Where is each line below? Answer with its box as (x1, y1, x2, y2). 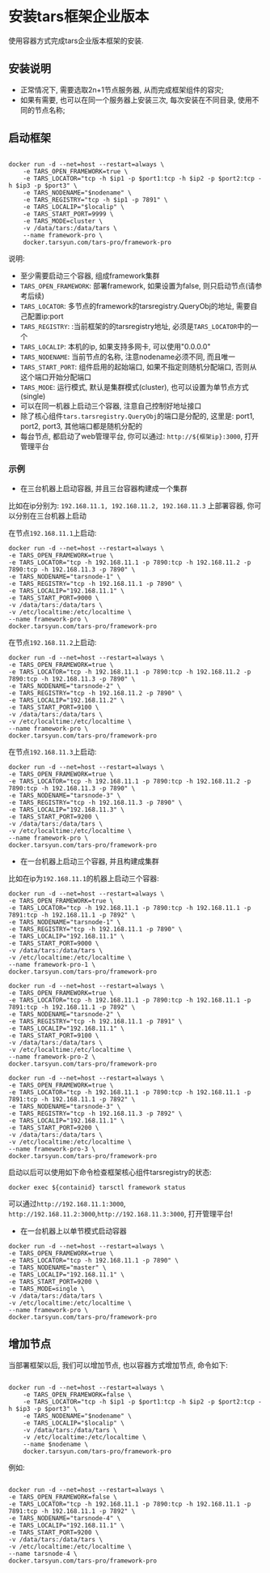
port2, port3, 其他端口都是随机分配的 (19, 421, 143, 430)
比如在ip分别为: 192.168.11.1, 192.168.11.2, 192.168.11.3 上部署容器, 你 (8, 500, 255, 511)
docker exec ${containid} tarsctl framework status (8, 1183, 186, 1191)
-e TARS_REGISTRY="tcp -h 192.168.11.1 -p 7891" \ (8, 1017, 183, 1025)
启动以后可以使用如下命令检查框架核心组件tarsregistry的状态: (8, 1167, 212, 1177)
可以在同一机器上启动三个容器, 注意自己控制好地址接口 (19, 400, 202, 410)
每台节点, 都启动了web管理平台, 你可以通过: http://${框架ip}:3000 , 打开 (19, 431, 259, 441)
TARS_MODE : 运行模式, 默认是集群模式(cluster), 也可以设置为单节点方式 (19, 382, 249, 391)
